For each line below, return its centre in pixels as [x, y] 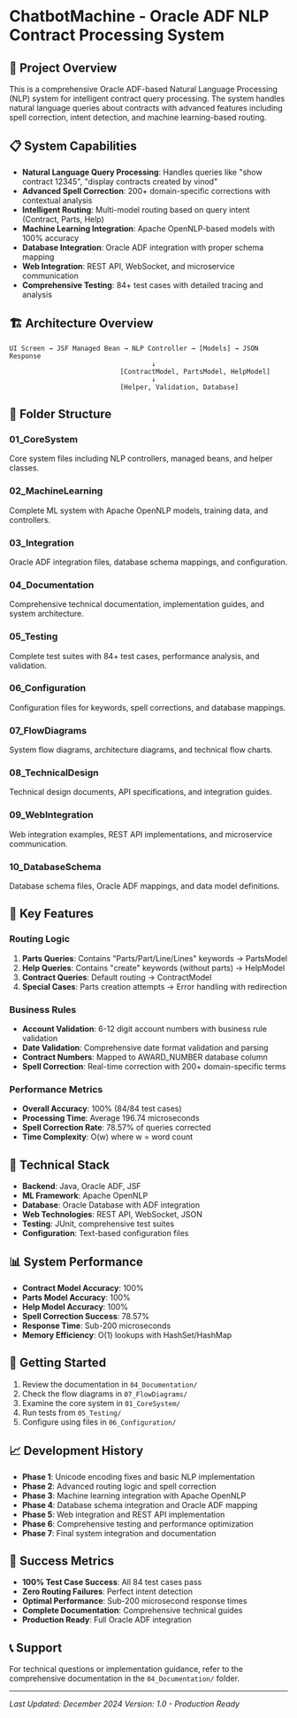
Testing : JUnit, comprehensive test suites [98, 1224]
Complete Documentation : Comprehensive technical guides [132, 1611]
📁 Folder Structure [61, 414]
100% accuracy [50, 237]
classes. [24, 468]
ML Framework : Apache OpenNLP [85, 1196]
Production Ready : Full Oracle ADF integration [107, 1620]
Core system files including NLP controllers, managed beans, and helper [141, 459]
